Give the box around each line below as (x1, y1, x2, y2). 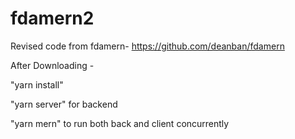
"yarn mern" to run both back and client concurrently (10, 117, 230, 129)
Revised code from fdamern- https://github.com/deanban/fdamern (10, 40, 285, 52)
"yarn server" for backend (10, 98, 118, 110)
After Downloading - (10, 59, 95, 71)
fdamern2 (10, 7, 95, 30)
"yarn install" (10, 78, 64, 91)
